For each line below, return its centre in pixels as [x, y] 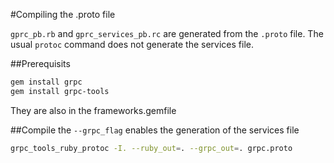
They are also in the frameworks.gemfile [93, 110]
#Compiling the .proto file [63, 14]
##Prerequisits [40, 63]
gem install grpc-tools [60, 91]
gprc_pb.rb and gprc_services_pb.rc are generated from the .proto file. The [167, 33]
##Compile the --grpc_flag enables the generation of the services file [155, 130]
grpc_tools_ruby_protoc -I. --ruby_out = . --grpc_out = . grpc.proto [151, 148]
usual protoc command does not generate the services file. [132, 44]
